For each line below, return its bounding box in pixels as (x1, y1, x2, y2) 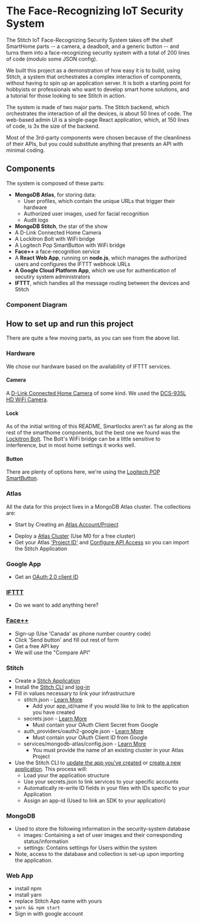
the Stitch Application (14, 545, 68, 552)
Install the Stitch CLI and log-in (14, 683, 90, 690)
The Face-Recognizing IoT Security (6, 4, 184, 18)
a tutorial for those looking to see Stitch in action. (6, 92, 126, 99)
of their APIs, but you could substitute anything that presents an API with (6, 140, 184, 147)
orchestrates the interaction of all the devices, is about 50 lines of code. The (6, 110, 192, 117)
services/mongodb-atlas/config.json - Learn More (23, 740, 146, 747)
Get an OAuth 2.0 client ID (14, 573, 79, 580)
